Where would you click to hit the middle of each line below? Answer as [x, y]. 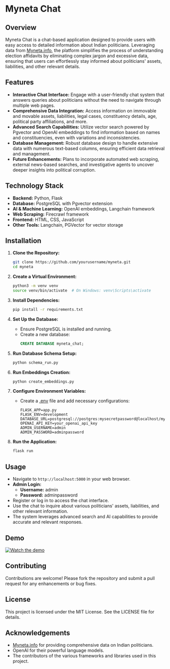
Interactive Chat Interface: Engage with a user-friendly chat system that [88, 95]
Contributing [26, 566]
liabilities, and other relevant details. [43, 67]
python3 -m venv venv [35, 286]
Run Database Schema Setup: [45, 353]
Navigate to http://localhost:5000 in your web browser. [71, 479]
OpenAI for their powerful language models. [58, 650]
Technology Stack [34, 186]
